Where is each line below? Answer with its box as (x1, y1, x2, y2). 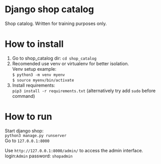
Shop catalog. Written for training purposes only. (5, 20, 108, 26)
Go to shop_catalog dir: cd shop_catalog (12, 55, 97, 61)
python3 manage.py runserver (5, 133, 67, 138)
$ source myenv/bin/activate (12, 77, 74, 83)
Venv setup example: (12, 66, 57, 72)
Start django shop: (5, 127, 44, 133)
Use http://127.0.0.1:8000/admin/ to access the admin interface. (5, 147, 143, 153)
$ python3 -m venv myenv (12, 72, 65, 77)
